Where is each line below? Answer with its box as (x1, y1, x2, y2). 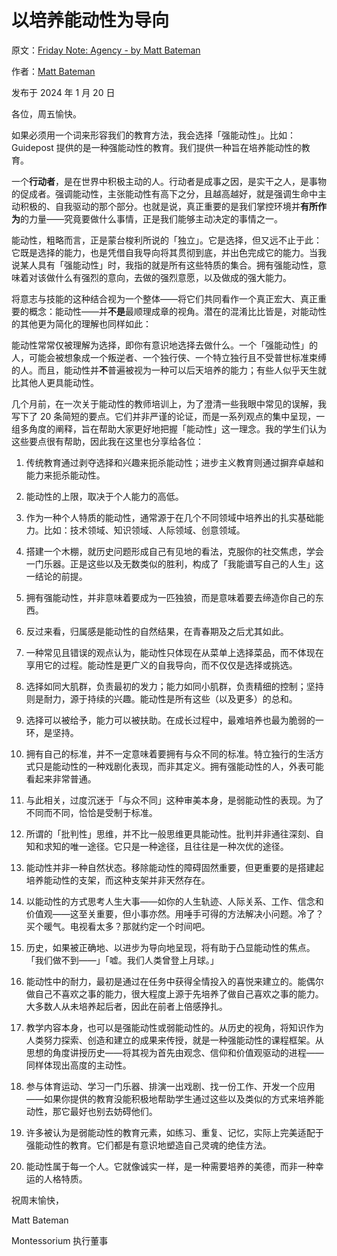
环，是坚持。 (25, 726, 79, 738)
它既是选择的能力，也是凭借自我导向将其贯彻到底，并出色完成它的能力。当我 (11, 246, 327, 258)
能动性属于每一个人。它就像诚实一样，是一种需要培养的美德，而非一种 (25, 1160, 316, 1172)
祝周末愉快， (11, 1194, 64, 1206)
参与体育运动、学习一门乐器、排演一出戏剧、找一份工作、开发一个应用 (25, 1080, 316, 1092)
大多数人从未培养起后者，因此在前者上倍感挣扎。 (25, 1000, 228, 1012)
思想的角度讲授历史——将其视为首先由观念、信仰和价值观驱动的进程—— (25, 1046, 324, 1058)
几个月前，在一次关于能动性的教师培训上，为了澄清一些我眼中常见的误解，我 (11, 397, 327, 410)
